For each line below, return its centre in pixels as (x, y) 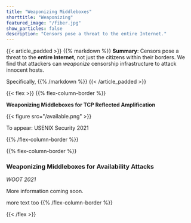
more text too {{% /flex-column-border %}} (60, 203)
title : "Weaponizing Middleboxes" (49, 12)
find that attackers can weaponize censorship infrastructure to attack (91, 64)
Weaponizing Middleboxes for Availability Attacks (80, 167)
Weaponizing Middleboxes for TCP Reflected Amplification (81, 105)
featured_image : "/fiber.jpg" (44, 23)
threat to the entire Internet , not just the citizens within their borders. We (96, 57)
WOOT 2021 (21, 179)
